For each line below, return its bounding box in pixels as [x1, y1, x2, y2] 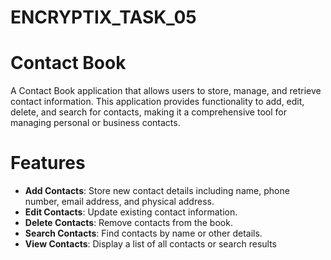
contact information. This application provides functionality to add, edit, [10, 96, 305, 108]
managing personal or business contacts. [10, 117, 181, 129]
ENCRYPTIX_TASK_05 [10, 6, 197, 29]
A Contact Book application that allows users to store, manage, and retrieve [10, 85, 322, 97]
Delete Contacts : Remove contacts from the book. [24, 217, 233, 229]
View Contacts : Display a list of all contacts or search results [24, 238, 278, 250]
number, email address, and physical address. [24, 196, 215, 208]
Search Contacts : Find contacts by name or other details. [24, 227, 263, 240]
